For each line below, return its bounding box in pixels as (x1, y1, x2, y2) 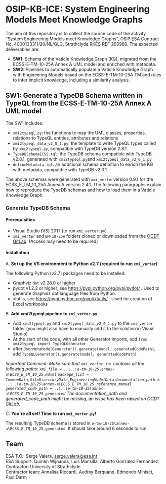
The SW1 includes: (5, 120, 43, 126)
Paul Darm (5, 474, 27, 480)
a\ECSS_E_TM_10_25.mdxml (5, 372, 57, 377)
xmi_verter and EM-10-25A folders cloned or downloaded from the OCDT (12, 233, 160, 239)
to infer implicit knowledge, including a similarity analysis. (12, 77, 130, 83)
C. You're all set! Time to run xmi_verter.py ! (5, 411, 97, 416)
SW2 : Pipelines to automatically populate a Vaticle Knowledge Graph (12, 66, 153, 72)
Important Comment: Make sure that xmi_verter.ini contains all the (5, 361, 145, 367)
